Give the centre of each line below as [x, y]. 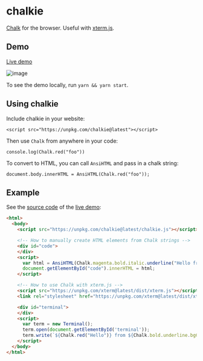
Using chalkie [32, 104]
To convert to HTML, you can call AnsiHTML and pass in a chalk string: [92, 163]
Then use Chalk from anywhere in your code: [62, 141]
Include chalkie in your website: [46, 119]
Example [23, 193]
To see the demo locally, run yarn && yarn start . [67, 85]
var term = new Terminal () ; [58, 324]
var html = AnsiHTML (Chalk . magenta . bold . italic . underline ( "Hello [106, 263]
